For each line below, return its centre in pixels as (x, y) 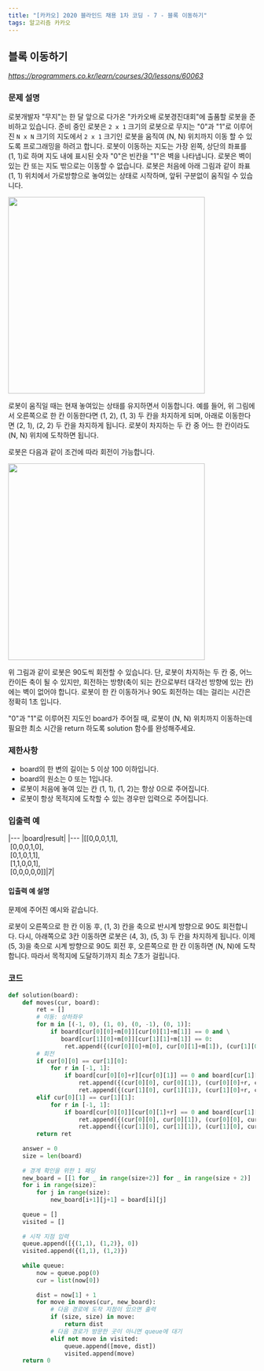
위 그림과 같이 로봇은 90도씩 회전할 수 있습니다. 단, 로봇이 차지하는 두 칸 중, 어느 (130, 672)
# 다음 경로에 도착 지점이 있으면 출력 (103, 1310)
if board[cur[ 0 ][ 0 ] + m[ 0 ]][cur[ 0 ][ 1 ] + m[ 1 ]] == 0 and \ (140, 1032)
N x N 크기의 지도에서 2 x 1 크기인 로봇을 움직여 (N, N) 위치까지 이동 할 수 (130, 136)
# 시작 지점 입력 (46, 1236)
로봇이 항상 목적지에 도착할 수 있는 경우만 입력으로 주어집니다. (114, 798)
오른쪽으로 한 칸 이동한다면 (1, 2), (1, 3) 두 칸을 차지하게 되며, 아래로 (120, 415)
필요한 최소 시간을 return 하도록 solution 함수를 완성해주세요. (102, 728)
